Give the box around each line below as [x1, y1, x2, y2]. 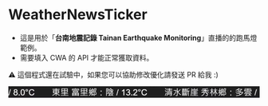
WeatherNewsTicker [8, 6, 148, 24]
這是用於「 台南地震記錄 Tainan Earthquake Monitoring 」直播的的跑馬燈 [19, 33, 258, 42]
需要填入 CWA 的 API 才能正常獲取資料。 [19, 53, 154, 62]
